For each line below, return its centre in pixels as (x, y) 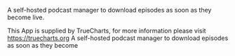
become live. (26, 17)
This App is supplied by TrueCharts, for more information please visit (107, 31)
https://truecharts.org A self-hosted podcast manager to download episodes (118, 38)
